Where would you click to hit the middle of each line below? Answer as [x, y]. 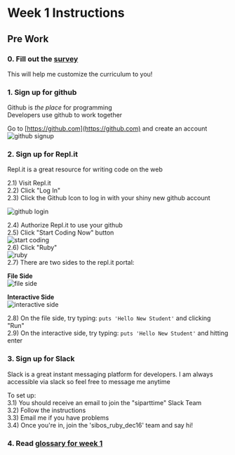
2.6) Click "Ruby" [32, 248]
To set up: [22, 395]
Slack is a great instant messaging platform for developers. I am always [110, 374]
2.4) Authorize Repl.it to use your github [65, 225]
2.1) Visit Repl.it [29, 183]
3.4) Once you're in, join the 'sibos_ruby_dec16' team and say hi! [100, 425]
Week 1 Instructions [66, 13]
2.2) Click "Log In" [34, 190]
